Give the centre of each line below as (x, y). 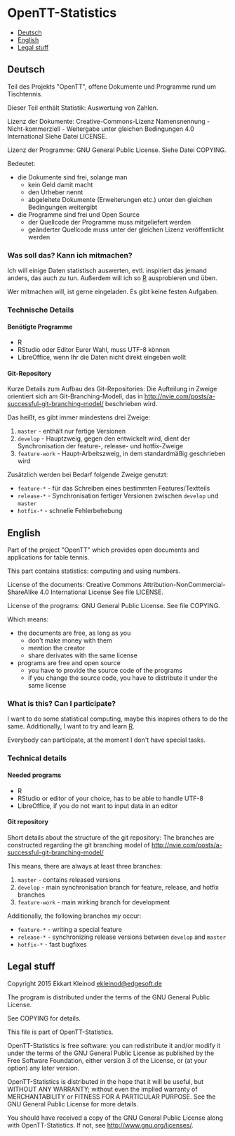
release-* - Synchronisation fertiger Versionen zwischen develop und (118, 496)
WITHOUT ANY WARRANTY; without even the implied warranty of (102, 1089)
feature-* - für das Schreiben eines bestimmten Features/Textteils (114, 488)
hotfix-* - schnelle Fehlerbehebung (70, 511)
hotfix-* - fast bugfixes (52, 944)
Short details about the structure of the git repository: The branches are (111, 837)
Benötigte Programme (40, 327)
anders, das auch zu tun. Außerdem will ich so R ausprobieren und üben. (112, 278)
